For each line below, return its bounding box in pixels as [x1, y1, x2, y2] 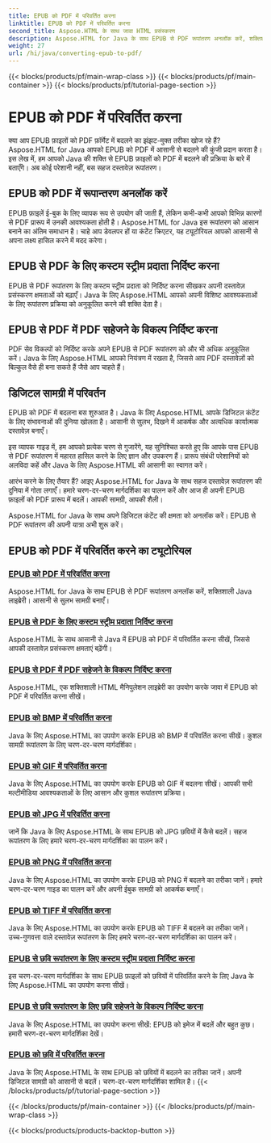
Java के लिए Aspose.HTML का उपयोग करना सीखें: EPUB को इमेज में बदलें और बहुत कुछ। [8, 1019, 256, 1029]
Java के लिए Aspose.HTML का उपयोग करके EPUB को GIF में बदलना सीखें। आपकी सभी [8, 779, 252, 788]
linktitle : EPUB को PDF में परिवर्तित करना [8, 19, 131, 27]
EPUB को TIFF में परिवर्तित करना [8, 905, 111, 916]
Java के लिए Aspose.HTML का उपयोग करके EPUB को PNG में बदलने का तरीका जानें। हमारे [8, 875, 263, 885]
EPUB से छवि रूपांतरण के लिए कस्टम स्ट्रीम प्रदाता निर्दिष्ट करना [8, 952, 195, 964]
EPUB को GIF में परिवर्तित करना [8, 760, 107, 771]
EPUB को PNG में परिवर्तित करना [8, 857, 111, 868]
